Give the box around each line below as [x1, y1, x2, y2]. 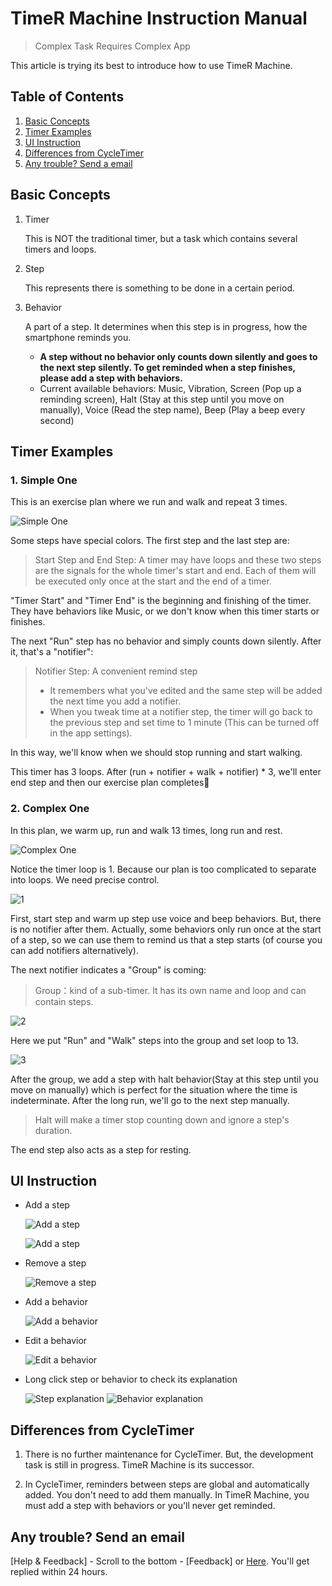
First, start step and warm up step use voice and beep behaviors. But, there [10, 912, 322, 924]
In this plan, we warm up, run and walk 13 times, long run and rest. [10, 824, 283, 836]
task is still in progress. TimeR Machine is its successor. [24, 1459, 255, 1471]
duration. [34, 1124, 73, 1136]
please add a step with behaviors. [39, 372, 183, 384]
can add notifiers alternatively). [10, 944, 139, 956]
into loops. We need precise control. [10, 873, 160, 886]
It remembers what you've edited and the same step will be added [49, 685, 323, 697]
